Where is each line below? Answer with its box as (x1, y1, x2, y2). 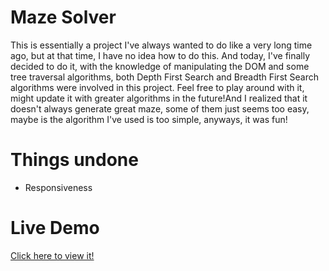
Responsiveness (24, 181, 93, 193)
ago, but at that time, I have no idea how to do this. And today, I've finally (10, 49, 311, 61)
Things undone (10, 149, 139, 171)
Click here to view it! (10, 249, 95, 261)
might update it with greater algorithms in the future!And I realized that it (10, 92, 308, 104)
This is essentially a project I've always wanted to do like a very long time (10, 39, 313, 51)
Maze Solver (10, 6, 117, 29)
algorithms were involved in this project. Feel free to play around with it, (10, 81, 305, 93)
